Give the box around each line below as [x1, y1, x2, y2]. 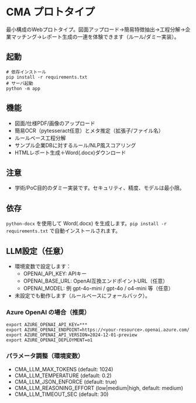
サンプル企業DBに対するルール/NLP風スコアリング [14, 141, 136, 148]
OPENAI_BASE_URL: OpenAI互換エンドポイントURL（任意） [23, 277, 169, 285]
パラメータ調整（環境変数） [6, 352, 84, 360]
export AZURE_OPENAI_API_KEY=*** [6, 322, 88, 328]
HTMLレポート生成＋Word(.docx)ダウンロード [14, 149, 126, 156]
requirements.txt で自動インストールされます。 [6, 227, 121, 235]
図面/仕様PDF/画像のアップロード [14, 120, 95, 127]
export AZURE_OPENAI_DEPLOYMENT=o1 [6, 337, 93, 343]
